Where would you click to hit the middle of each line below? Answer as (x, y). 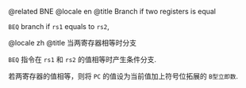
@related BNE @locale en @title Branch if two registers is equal (112, 11)
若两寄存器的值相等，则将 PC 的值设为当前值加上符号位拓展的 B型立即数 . (123, 76)
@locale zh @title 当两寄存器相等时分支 (73, 43)
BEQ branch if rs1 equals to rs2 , (59, 26)
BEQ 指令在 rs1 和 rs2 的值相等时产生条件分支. (83, 59)
